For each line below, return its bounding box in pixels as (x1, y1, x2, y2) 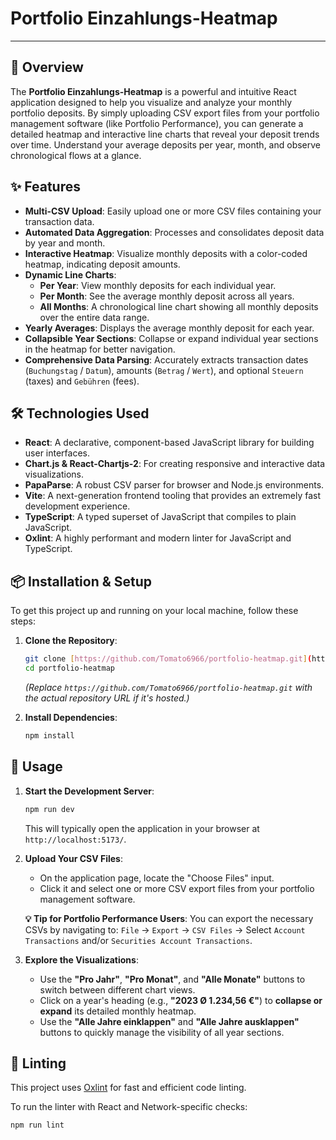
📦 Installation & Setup (10, 573, 153, 590)
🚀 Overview (10, 59, 84, 76)
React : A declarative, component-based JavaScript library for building (24, 437, 315, 449)
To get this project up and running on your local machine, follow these (10, 605, 299, 617)
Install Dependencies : (24, 711, 118, 723)
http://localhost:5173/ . (24, 833, 127, 845)
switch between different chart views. (39, 983, 196, 996)
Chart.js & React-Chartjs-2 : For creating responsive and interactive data (24, 458, 326, 470)
